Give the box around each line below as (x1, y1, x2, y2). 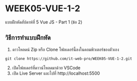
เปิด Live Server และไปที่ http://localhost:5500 (12, 70, 100, 76)
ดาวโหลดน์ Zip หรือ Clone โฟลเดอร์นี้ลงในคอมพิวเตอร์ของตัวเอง (12, 46, 119, 52)
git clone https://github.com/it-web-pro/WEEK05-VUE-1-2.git (5, 56, 133, 61)
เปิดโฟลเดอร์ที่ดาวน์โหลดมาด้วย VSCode (12, 64, 81, 71)
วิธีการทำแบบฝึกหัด (5, 34, 51, 42)
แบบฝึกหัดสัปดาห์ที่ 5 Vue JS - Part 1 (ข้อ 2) (5, 19, 83, 25)
